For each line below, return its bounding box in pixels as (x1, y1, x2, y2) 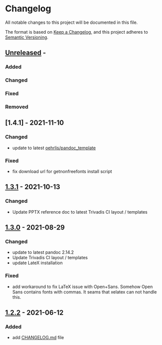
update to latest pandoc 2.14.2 (12, 249, 74, 255)
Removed (5, 104, 29, 111)
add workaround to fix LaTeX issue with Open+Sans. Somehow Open (12, 284, 153, 289)
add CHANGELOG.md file (12, 335, 64, 341)
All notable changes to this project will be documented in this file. (5, 19, 138, 25)
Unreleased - (5, 49, 46, 57)
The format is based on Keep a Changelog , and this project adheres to (5, 29, 148, 35)
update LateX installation (12, 260, 63, 266)
